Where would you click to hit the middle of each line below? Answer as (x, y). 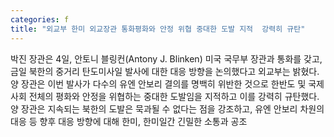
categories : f (40, 19)
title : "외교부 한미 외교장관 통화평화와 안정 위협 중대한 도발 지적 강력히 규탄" (158, 29)
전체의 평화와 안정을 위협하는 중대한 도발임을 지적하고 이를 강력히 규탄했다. (174, 96)
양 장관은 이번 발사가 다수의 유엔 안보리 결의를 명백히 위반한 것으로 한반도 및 (158, 83)
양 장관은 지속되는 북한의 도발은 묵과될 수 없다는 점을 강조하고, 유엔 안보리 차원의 (167, 108)
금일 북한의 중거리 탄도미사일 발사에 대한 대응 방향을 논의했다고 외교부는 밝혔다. (165, 71)
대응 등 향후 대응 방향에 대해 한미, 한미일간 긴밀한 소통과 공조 (129, 121)
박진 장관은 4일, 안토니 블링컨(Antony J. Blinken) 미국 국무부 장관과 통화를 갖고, (166, 58)
